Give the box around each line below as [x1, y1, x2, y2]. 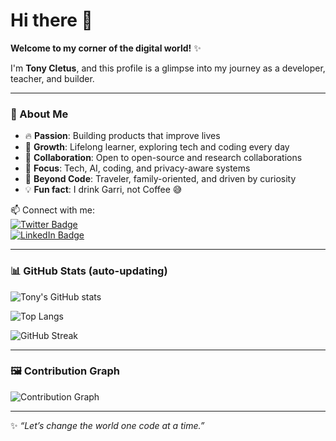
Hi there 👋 [10, 9, 93, 32]
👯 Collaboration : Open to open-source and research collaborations [24, 152, 303, 164]
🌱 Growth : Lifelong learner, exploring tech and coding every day [24, 141, 290, 153]
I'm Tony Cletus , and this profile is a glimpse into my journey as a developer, [10, 62, 326, 74]
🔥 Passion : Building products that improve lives [24, 130, 221, 142]
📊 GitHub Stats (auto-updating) [10, 264, 168, 278]
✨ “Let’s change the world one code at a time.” [10, 419, 205, 431]
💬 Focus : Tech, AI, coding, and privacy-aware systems [24, 162, 251, 174]
